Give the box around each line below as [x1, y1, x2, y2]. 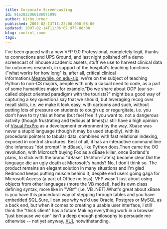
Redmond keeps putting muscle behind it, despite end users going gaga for [5, 170, 160, 176]
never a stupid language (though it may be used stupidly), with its [5, 128, 140, 134]
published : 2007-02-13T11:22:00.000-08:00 [5, 21, 95, 26]
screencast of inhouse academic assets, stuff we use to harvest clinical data [5, 59, 163, 65]
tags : [5, 35, 16, 40]
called [5, 91, 18, 97]
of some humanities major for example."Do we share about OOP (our [5, 86, 146, 92]
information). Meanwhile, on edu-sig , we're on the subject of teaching [5, 75, 148, 81]
